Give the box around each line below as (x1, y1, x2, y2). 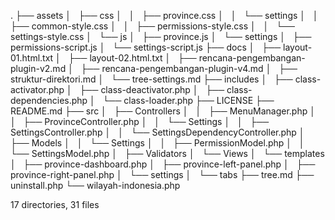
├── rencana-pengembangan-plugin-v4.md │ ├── (80, 63, 298, 74)
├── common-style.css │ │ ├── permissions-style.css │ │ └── (10, 20, 295, 32)
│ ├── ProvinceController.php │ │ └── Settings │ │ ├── (10, 116, 270, 127)
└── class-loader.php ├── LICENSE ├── (102, 95, 275, 106)
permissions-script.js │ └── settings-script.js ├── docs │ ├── (10, 41, 282, 53)
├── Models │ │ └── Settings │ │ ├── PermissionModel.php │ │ (10, 137, 305, 149)
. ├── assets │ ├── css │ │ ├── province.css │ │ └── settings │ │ (10, 10, 319, 21)
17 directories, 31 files (10, 199, 100, 210)
